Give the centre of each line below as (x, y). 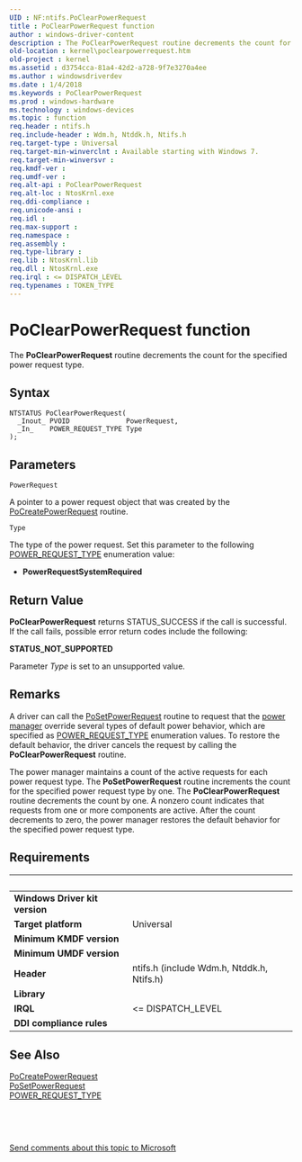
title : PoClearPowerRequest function (82, 26)
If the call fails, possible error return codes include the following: (129, 631)
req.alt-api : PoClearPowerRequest (76, 185)
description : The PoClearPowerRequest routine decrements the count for (151, 43)
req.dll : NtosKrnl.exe (54, 269)
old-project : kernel (50, 59)
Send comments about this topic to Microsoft (93, 1148)
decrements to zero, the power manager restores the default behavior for (145, 819)
